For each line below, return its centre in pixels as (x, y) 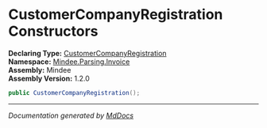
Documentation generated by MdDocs (71, 115)
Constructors (53, 31)
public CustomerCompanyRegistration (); (74, 92)
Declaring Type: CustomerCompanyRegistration (87, 53)
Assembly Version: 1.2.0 (49, 78)
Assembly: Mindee (40, 70)
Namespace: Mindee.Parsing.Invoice (69, 62)
